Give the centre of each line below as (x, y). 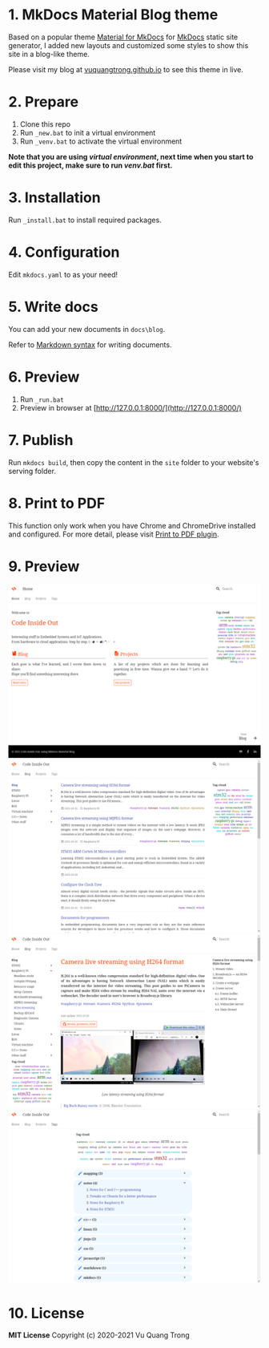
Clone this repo (45, 124)
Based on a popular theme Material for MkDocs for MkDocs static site (123, 37)
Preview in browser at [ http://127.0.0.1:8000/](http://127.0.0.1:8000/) (130, 407)
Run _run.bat (42, 399)
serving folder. (32, 471)
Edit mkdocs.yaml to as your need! (63, 274)
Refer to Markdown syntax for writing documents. (90, 344)
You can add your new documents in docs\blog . (87, 329)
